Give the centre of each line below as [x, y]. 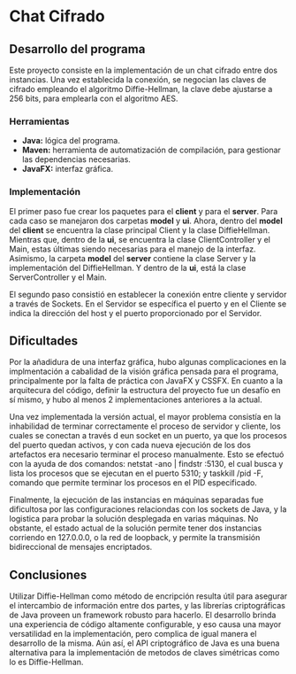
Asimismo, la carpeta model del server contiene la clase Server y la [133, 258]
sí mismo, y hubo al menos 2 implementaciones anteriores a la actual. [136, 399]
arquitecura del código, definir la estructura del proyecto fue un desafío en [145, 391]
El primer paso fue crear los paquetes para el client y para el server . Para [144, 211]
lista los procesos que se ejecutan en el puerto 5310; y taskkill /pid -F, [136, 473]
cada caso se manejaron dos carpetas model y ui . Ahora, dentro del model [146, 221]
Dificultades [44, 341]
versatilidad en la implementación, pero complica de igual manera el [133, 634]
